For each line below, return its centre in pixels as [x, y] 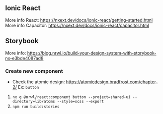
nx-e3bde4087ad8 [24, 58]
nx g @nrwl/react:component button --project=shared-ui [71, 97]
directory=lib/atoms [34, 101]
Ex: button [29, 87]
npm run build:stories [36, 107]
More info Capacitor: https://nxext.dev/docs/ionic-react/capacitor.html [77, 25]
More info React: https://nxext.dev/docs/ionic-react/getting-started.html [79, 20]
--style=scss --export [81, 101]
